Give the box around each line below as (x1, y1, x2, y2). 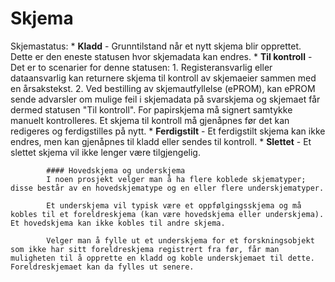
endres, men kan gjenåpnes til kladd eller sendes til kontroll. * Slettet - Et (10, 135, 312, 147)
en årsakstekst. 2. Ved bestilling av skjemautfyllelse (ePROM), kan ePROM (10, 82, 316, 94)
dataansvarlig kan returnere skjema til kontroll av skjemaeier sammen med (10, 72, 317, 84)
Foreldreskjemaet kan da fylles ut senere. (10, 262, 195, 272)
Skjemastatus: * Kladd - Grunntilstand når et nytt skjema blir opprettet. (10, 40, 302, 52)
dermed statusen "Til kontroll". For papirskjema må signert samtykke (10, 103, 293, 116)
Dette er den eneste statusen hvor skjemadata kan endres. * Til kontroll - (10, 50, 313, 62)
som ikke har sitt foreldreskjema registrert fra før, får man (10, 244, 280, 254)
